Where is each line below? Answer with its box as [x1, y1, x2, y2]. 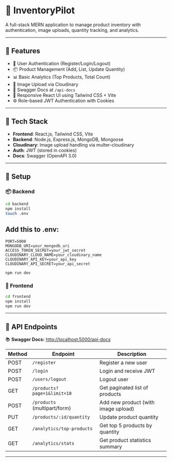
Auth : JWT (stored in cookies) [12, 147, 77, 153]
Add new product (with [99, 399, 155, 406]
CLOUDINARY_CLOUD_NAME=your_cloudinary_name [5, 252, 102, 257]
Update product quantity [99, 414, 159, 421]
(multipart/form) [32, 405, 71, 412]
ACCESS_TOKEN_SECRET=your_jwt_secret [5, 248, 86, 253]
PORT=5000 [5, 238, 27, 244]
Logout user [99, 376, 129, 383]
